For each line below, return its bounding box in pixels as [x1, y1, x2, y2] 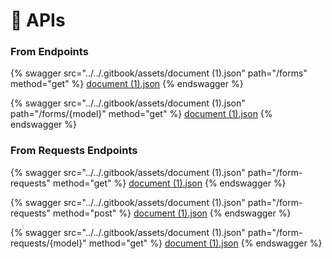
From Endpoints [10, 45, 89, 59]
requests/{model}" [10, 237, 87, 249]
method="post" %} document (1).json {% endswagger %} [52, 207, 292, 219]
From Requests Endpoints [10, 144, 138, 158]
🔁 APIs [10, 9, 66, 32]
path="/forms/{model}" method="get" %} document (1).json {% [10, 108, 273, 120]
